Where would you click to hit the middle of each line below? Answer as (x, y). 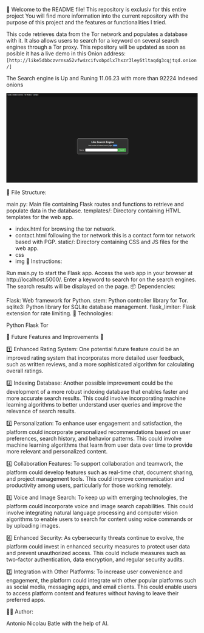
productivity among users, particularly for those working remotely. (89, 485)
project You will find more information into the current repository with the (97, 16)
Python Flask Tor (27, 325)
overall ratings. (25, 371)
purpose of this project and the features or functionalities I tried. (87, 22)
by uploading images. (33, 525)
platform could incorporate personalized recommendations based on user (99, 432)
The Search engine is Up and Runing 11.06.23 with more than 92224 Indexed (102, 78)
